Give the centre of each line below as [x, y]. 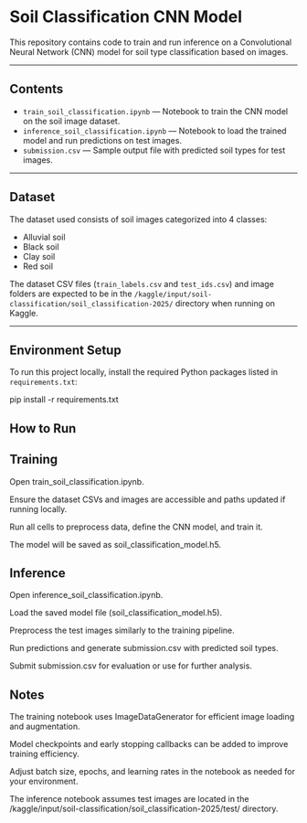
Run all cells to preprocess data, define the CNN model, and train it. [136, 527]
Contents [37, 89]
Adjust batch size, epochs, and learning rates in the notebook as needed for [152, 772]
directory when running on [225, 303]
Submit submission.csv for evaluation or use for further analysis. [131, 666]
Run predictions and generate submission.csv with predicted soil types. [144, 648]
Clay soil [39, 256]
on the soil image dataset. [71, 121]
